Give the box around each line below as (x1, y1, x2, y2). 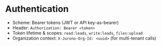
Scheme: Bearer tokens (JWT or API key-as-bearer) (12, 20, 119, 25)
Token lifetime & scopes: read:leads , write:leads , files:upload (12, 30, 143, 36)
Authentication (5, 3, 69, 15)
